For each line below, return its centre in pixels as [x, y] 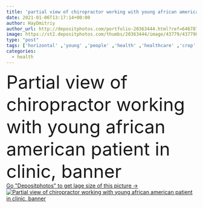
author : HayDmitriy [31, 23]
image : [14, 34]
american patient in [88, 149]
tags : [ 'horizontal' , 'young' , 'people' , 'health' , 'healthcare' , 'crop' [101, 46]
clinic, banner [64, 171]
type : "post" [23, 40]
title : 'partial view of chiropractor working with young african [92, 12]
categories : [21, 51]
